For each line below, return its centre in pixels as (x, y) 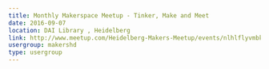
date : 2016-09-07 (37, 23)
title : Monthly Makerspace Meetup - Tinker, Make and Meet (109, 15)
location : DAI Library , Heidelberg (69, 30)
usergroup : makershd (43, 45)
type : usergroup (35, 52)
